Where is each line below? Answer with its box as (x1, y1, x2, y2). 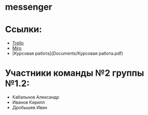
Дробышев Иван (12, 105, 48, 111)
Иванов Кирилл (12, 99, 45, 105)
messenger (5, 1, 52, 13)
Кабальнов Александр (12, 94, 60, 100)
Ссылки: (5, 24, 42, 35)
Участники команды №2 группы (5, 68, 145, 79)
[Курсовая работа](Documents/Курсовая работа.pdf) (12, 50, 123, 56)
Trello (12, 40, 24, 46)
